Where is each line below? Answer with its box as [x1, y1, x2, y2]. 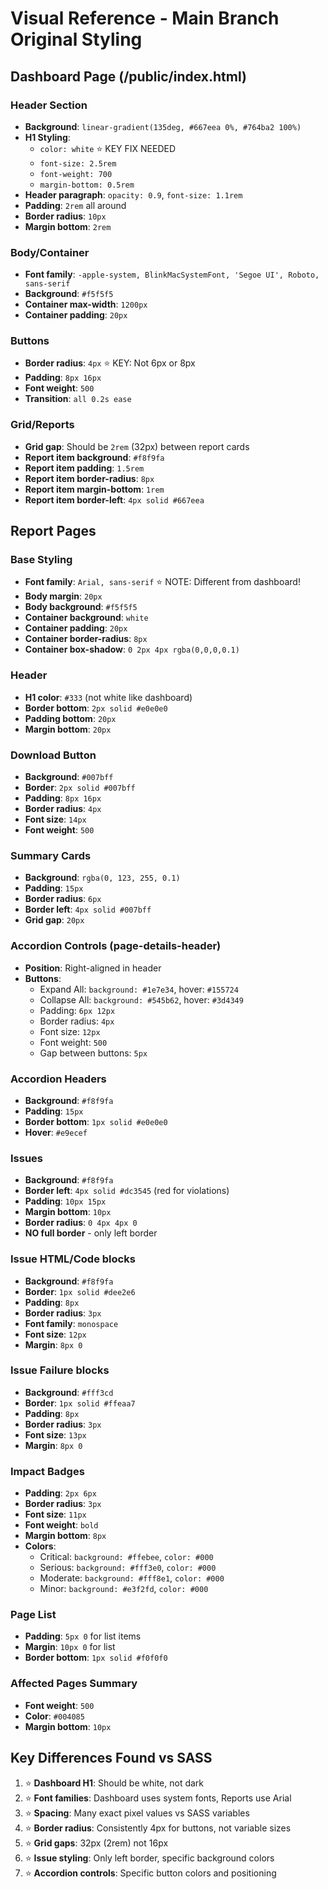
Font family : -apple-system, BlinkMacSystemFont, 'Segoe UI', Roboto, [24, 268, 320, 281]
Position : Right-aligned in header [24, 962, 162, 974]
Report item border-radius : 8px [24, 472, 155, 484]
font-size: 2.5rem [39, 158, 117, 169]
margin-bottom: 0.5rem [39, 180, 135, 190]
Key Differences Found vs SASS [10, 1750, 213, 1767]
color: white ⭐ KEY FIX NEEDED [39, 142, 177, 154]
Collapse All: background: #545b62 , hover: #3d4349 [39, 993, 244, 1006]
